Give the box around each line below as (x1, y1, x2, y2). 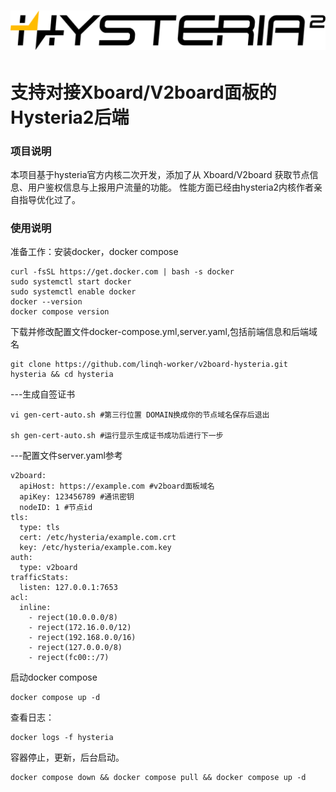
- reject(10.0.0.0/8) (28, 613, 118, 623)
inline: (19, 603, 52, 613)
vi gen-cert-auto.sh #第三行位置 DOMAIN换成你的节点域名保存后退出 (10, 410, 270, 420)
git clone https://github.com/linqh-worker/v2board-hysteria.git (10, 360, 288, 370)
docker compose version (10, 307, 110, 317)
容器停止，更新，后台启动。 (10, 751, 125, 764)
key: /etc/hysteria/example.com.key (19, 543, 172, 553)
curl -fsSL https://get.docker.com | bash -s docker (10, 267, 235, 277)
